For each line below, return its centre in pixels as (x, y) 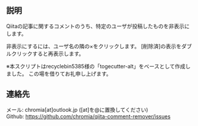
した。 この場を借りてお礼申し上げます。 (61, 74)
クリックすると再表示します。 (48, 53)
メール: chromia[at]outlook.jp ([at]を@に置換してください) (77, 109)
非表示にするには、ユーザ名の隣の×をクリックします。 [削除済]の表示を (94, 46)
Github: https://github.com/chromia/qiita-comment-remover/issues (89, 116)
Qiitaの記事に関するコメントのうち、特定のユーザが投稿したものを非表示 (95, 26)
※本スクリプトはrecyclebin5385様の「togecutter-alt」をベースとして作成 (96, 66)
